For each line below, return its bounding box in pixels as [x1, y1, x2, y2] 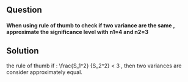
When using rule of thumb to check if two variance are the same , [6, 21, 175, 29]
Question [6, 5, 42, 15]
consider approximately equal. [6, 68, 82, 75]
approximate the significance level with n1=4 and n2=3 [6, 28, 148, 35]
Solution [6, 46, 39, 56]
